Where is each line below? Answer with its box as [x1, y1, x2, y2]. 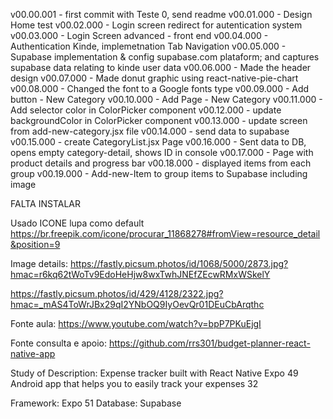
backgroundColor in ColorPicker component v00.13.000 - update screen [10, 115, 308, 126]
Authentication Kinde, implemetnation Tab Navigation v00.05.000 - [10, 40, 287, 52]
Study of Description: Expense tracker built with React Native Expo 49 [10, 367, 299, 379]
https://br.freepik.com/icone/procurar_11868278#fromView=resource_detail [10, 228, 321, 239]
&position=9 [10, 239, 61, 250]
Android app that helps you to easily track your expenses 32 [10, 378, 259, 389]
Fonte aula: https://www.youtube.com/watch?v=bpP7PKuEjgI [10, 318, 262, 329]
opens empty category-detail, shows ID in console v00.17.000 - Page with [10, 147, 314, 158]
